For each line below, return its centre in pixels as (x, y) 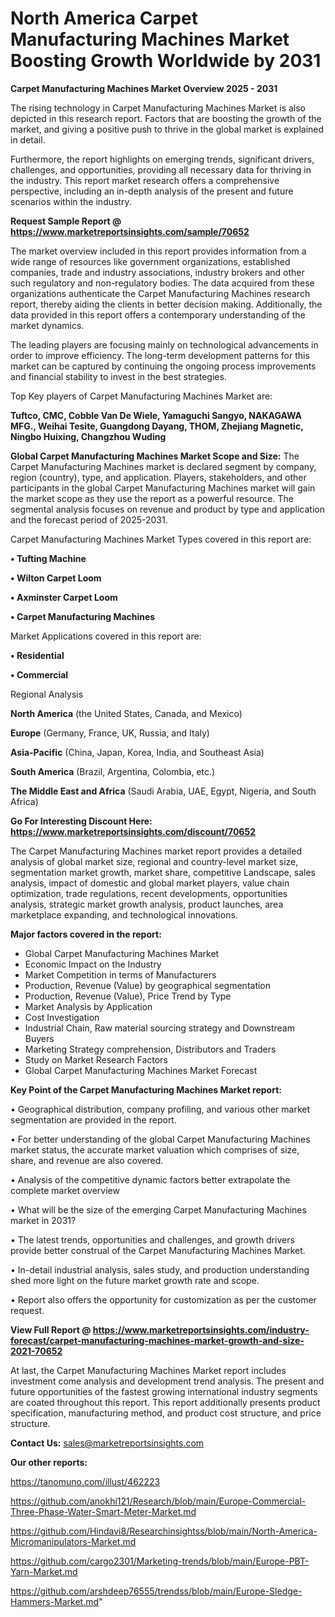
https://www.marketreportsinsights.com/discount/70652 (133, 831)
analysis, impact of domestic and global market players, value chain (150, 883)
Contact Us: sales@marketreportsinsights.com (107, 1443)
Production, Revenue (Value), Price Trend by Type (128, 996)
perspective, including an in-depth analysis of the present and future (152, 191)
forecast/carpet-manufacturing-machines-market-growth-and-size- (157, 1340)
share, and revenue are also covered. (87, 1160)
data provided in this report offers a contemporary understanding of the (158, 314)
